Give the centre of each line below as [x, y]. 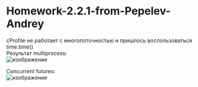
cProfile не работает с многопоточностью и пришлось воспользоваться [99, 40]
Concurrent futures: [31, 71]
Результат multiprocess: [37, 53]
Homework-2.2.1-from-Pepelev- [88, 11]
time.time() [20, 47]
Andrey [25, 24]
